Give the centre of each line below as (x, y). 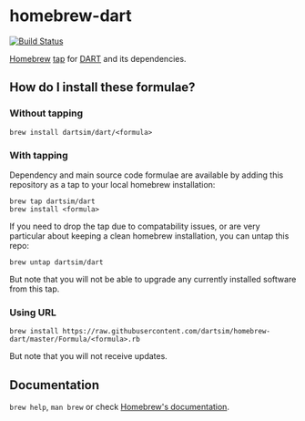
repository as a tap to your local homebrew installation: (112, 184)
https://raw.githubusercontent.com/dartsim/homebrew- (167, 332)
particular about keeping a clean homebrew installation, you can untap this (149, 236)
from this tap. (35, 289)
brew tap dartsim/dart (52, 201)
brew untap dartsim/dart (56, 262)
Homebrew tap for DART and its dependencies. (98, 58)
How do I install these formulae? (102, 87)
